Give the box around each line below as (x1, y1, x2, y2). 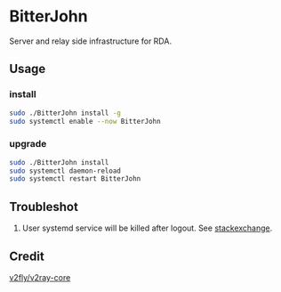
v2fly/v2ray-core (9, 272, 71, 282)
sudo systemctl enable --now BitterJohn (9, 117, 162, 126)
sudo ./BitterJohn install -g (9, 109, 122, 118)
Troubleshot (9, 199, 78, 215)
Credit (9, 248, 44, 264)
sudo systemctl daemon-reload (9, 166, 122, 175)
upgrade (9, 138, 47, 150)
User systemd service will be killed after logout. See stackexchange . (21, 223, 273, 233)
